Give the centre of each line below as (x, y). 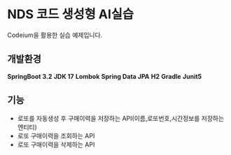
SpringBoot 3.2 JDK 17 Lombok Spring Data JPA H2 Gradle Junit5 (105, 76)
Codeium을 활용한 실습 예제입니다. (55, 35)
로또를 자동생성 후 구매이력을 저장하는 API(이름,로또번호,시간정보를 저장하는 (121, 118)
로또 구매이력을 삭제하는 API (56, 145)
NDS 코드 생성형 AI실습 (71, 14)
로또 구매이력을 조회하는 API (56, 135)
